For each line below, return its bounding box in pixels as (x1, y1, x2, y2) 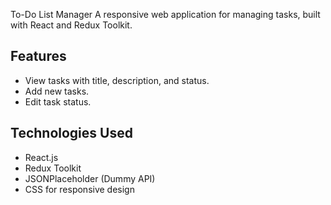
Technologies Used (10, 125, 133, 142)
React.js (24, 151, 59, 163)
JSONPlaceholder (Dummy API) (24, 172, 156, 184)
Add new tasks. (24, 85, 90, 97)
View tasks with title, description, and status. (24, 74, 210, 86)
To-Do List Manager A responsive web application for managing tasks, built (10, 9, 321, 20)
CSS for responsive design (24, 183, 135, 195)
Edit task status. (24, 95, 92, 108)
